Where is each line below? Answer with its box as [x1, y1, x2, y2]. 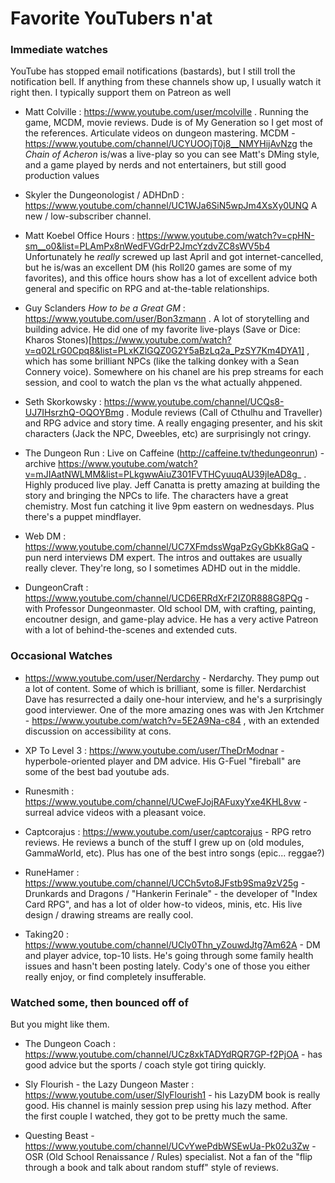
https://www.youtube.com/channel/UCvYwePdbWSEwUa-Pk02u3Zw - [24, 1140, 317, 1152]
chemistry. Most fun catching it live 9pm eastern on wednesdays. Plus [24, 500, 315, 512]
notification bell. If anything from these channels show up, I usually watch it [10, 76, 322, 88]
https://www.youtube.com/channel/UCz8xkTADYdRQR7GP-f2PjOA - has [24, 1048, 323, 1061]
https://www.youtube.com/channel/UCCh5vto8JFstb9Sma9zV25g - [24, 877, 306, 889]
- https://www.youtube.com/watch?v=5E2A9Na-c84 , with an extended [24, 714, 320, 726]
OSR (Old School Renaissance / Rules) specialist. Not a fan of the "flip [24, 1151, 313, 1163]
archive [24, 458, 57, 470]
